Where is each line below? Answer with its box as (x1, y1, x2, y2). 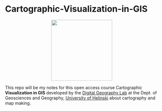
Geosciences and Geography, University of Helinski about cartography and (5, 95, 156, 101)
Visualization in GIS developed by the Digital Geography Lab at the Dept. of (5, 90, 157, 95)
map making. (5, 100, 31, 106)
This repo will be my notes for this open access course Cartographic (5, 84, 143, 91)
